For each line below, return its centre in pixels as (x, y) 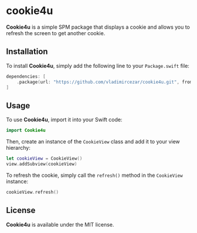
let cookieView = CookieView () (44, 159)
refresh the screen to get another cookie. (56, 33)
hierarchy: (18, 148)
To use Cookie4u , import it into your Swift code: (64, 120)
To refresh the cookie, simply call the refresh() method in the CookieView (94, 175)
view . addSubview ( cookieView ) (42, 164)
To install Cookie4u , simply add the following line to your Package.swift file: (98, 66)
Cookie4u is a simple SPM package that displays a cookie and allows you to (98, 27)
